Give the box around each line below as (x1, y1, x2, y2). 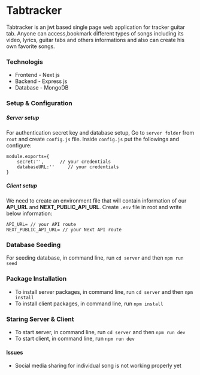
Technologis (6, 58, 43, 66)
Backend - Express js (14, 78, 68, 85)
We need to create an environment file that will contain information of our (6, 197, 187, 204)
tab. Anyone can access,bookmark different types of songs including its (6, 29, 184, 37)
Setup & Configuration (6, 99, 73, 108)
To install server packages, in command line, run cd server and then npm (14, 288, 193, 295)
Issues (6, 349, 23, 356)
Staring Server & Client (6, 315, 74, 323)
